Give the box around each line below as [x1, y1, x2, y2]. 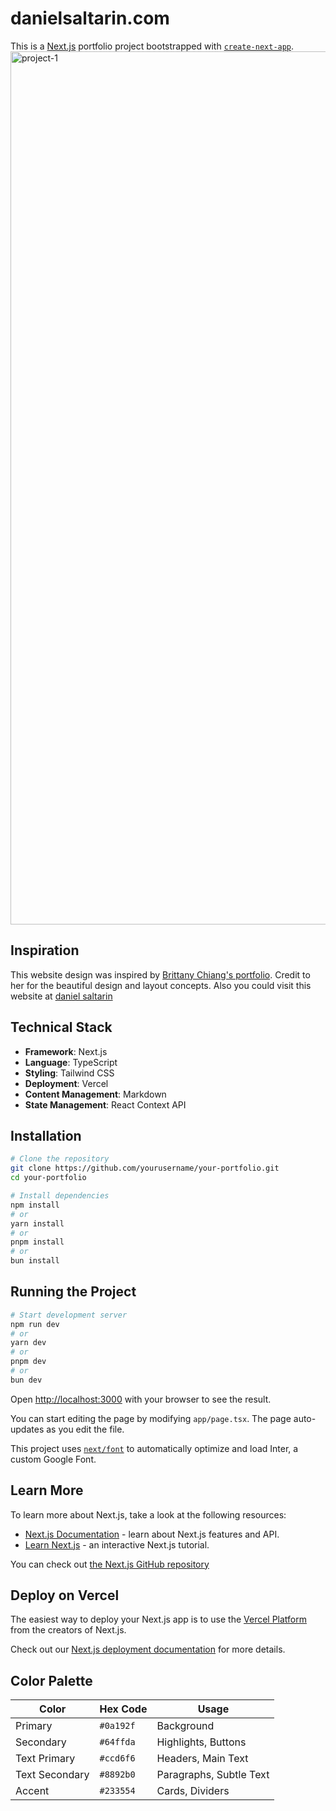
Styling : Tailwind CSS [24, 1067, 115, 1079]
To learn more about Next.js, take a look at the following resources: [10, 1508, 287, 1521]
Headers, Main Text [156, 1752, 249, 1766]
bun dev [10, 1375, 43, 1385]
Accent [15, 1784, 50, 1798]
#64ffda [99, 1737, 136, 1748]
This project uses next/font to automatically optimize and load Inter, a [10, 1442, 299, 1454]
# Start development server [10, 1310, 128, 1320]
